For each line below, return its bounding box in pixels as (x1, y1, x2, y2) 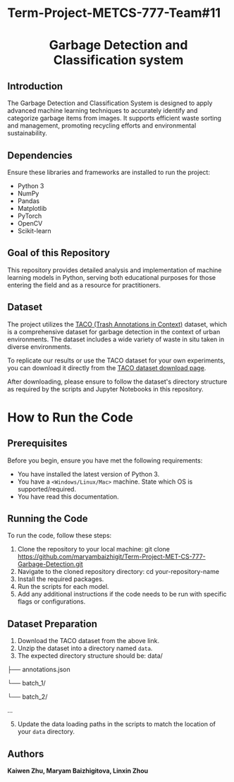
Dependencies (7, 149, 73, 161)
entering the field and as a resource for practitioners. (7, 281, 161, 289)
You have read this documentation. (17, 492, 119, 501)
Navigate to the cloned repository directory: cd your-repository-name (17, 568, 220, 576)
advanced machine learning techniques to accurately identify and (7, 106, 198, 115)
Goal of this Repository (7, 247, 111, 259)
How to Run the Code (7, 409, 134, 425)
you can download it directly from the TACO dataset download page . (7, 363, 207, 372)
